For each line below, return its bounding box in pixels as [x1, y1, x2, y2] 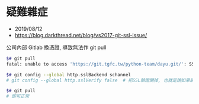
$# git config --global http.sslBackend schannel [6, 71, 131, 77]
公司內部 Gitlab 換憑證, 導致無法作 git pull [6, 44, 107, 51]
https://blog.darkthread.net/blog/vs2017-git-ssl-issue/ [14, 31, 147, 38]
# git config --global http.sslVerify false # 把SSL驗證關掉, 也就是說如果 [6, 77, 190, 83]
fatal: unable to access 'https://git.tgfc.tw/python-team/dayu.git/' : [6, 61, 187, 67]
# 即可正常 [6, 93, 30, 99]
